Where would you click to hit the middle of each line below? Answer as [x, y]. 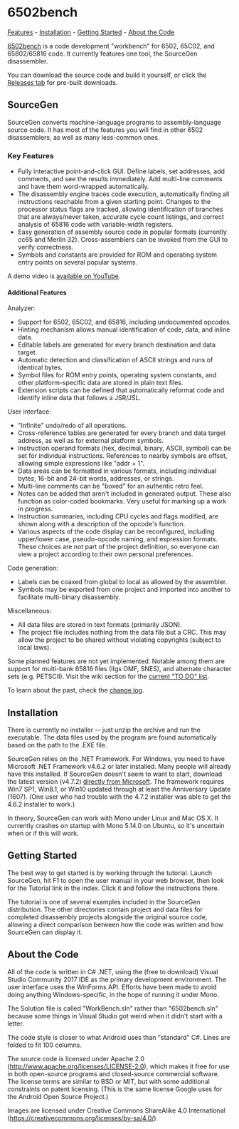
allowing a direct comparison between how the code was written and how [116, 924]
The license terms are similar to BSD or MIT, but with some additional [108, 1081]
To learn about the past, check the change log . [76, 690]
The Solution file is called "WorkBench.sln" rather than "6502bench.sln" [113, 1008]
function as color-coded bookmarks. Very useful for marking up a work [122, 501]
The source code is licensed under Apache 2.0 [76, 1058]
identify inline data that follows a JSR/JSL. [79, 398]
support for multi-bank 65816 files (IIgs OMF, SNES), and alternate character [119, 669]
